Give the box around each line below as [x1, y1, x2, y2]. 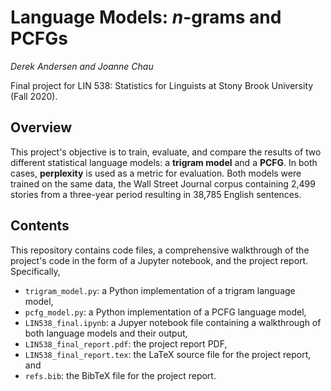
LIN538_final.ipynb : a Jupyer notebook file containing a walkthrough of [24, 316, 322, 328]
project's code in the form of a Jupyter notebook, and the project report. [10, 254, 309, 266]
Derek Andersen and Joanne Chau [10, 60, 154, 72]
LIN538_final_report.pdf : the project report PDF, [24, 337, 228, 350]
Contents [10, 217, 70, 235]
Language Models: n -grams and [10, 6, 282, 29]
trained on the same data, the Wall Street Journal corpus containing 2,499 [10, 177, 316, 190]
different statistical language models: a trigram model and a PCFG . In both [10, 156, 318, 168]
